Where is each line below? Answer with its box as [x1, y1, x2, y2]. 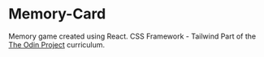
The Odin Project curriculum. [8, 39, 106, 49]
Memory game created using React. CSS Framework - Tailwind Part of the [8, 31, 257, 41]
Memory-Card [8, 5, 106, 23]
